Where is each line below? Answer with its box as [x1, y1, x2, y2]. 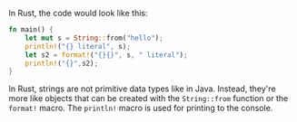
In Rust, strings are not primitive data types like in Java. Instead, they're [8, 83, 276, 94]
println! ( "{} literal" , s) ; [25, 42, 131, 51]
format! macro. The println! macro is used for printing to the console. [8, 103, 273, 114]
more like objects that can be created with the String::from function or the [8, 93, 289, 104]
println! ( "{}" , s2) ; [25, 59, 99, 68]
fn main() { [8, 25, 54, 34]
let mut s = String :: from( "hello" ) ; [25, 33, 164, 42]
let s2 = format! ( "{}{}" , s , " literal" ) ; [25, 50, 188, 60]
